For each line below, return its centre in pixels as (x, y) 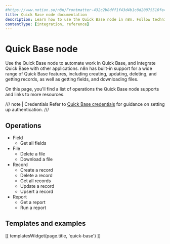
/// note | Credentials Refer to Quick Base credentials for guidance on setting (85, 104)
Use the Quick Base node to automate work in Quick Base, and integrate (80, 63)
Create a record (36, 170)
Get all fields (33, 143)
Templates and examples (46, 223)
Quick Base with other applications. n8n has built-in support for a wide (79, 68)
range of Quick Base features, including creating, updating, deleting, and (81, 74)
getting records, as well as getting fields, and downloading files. (72, 79)
